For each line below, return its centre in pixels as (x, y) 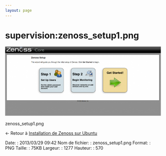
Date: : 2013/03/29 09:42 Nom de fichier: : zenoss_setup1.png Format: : (78, 143)
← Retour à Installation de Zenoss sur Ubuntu (51, 133)
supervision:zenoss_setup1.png (72, 35)
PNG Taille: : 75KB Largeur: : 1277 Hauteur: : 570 (54, 148)
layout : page (19, 10)
